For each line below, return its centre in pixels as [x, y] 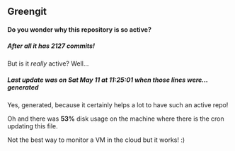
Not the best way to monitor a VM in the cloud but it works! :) [96, 140]
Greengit [27, 12]
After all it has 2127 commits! [51, 46]
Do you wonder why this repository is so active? [80, 29]
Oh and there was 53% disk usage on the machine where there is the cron [116, 119]
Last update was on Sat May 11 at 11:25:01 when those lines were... [108, 80]
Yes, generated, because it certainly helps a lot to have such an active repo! [118, 104]
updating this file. [33, 126]
